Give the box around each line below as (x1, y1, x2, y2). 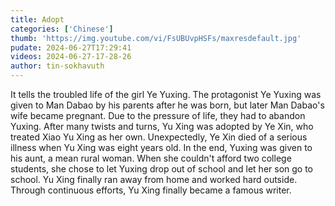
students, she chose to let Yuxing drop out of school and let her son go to (10, 163, 313, 175)
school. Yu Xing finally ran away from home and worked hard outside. (10, 174, 298, 185)
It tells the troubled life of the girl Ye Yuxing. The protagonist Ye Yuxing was (10, 89, 322, 100)
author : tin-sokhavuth (10, 61, 105, 71)
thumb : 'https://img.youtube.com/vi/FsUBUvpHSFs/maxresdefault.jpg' (10, 33, 302, 43)
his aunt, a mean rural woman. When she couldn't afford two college (10, 152, 292, 164)
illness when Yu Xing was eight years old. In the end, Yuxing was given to (10, 142, 313, 153)
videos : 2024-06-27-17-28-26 (10, 52, 132, 62)
